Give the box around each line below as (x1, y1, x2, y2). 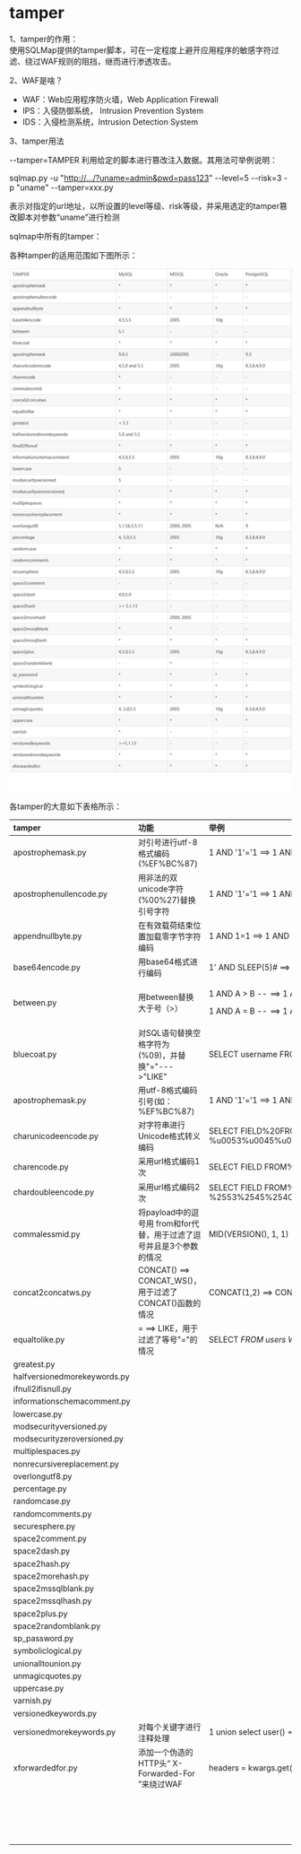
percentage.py (13, 1484, 67, 1494)
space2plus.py (13, 1608, 68, 1619)
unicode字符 (137, 883, 184, 894)
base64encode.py (13, 962, 81, 972)
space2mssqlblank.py (13, 1583, 94, 1594)
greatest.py (13, 1358, 56, 1370)
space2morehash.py (13, 1571, 90, 1581)
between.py (13, 997, 57, 1007)
